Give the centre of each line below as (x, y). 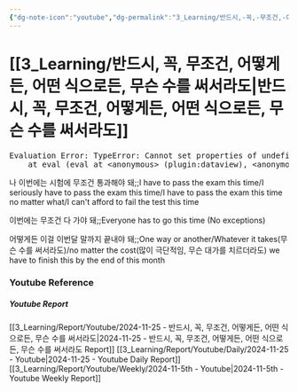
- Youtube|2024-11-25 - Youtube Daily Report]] (95, 359)
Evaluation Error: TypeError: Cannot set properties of (133, 155)
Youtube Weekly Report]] (55, 379)
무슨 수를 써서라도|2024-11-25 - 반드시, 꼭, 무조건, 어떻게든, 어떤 (147, 339)
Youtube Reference (52, 283)
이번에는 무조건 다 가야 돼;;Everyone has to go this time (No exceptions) (137, 220)
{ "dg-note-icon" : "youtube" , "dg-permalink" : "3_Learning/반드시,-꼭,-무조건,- (148, 17)
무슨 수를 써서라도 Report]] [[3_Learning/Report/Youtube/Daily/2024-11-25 (155, 349)
